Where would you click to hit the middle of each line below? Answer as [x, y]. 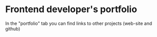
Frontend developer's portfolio [71, 9]
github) [13, 28]
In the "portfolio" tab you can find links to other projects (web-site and [79, 23]
